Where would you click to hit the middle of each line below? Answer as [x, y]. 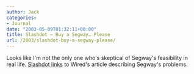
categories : [21, 18]
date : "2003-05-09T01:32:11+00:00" [52, 29]
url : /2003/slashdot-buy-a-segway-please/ [61, 40]
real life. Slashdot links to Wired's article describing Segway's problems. [97, 64]
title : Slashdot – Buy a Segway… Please [59, 35]
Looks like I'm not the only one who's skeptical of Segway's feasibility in [97, 58]
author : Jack [23, 12]
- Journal [19, 23]
